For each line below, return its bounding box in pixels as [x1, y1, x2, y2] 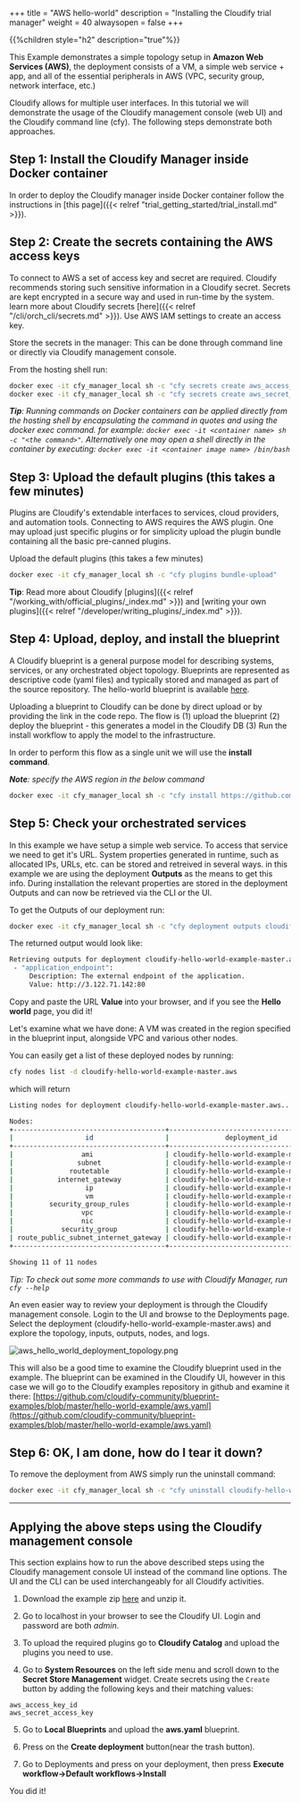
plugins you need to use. [21, 1647, 113, 1658]
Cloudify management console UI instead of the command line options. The [9, 1567, 287, 1578]
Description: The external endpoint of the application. [29, 972, 246, 981]
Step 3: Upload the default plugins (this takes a [9, 470, 276, 485]
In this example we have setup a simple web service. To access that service [9, 840, 288, 851]
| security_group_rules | [9, 1200, 170, 1209]
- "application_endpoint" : [12, 963, 114, 973]
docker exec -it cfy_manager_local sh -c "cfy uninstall [9, 1486, 226, 1495]
